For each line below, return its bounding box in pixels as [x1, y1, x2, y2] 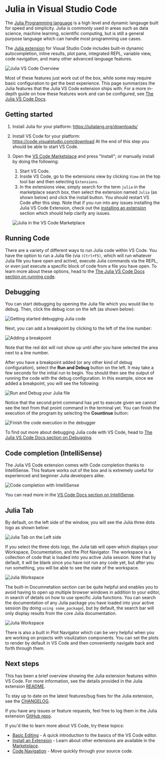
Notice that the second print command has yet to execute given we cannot [5, 400, 157, 405]
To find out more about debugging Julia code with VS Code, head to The [5, 429, 153, 435]
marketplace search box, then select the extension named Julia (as [19, 189, 158, 195]
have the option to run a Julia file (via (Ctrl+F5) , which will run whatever [5, 253, 152, 258]
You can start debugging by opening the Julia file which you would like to [5, 301, 154, 307]
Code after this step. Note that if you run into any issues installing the [19, 200, 160, 205]
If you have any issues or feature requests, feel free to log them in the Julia [5, 708, 158, 713]
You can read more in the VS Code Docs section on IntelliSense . [5, 492, 135, 498]
